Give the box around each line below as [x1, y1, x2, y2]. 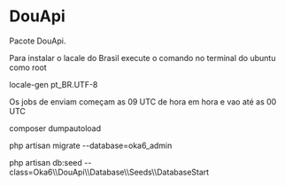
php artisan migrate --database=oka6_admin [9, 140, 173, 151]
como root [9, 62, 47, 73]
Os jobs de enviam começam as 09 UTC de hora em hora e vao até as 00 [9, 96, 277, 107]
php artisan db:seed [9, 157, 82, 167]
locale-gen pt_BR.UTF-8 [9, 79, 98, 89]
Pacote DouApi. [9, 35, 66, 46]
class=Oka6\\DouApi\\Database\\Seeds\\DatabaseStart [9, 167, 210, 177]
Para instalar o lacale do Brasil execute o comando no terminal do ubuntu [9, 52, 276, 63]
